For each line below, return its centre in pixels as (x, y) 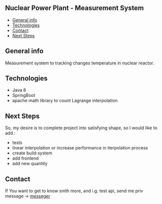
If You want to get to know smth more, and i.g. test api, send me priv (74, 191)
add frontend (26, 158)
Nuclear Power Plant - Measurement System (74, 8)
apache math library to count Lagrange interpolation (65, 101)
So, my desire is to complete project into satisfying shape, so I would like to (81, 128)
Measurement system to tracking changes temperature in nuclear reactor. (80, 63)
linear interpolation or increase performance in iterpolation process (80, 148)
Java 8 (19, 90)
